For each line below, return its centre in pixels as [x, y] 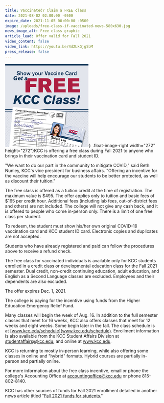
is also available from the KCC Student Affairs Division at [62, 336]
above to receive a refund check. [38, 251]
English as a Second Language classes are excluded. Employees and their [80, 276]
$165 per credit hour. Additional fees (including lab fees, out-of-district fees [81, 201]
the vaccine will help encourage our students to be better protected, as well [81, 176]
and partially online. [40, 361]
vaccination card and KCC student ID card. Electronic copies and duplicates [82, 231]
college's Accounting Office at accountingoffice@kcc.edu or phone [73, 376]
